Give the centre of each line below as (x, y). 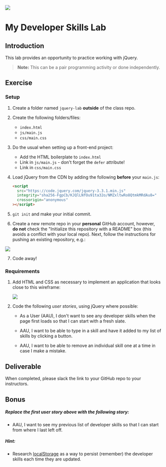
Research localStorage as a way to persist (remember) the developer (83, 454)
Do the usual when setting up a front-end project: (63, 147)
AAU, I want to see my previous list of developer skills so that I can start (85, 424)
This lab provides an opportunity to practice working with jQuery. (71, 58)
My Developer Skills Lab (56, 28)
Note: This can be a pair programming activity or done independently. (88, 67)
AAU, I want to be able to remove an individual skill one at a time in (88, 346)
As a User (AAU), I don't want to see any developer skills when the (87, 316)
